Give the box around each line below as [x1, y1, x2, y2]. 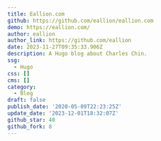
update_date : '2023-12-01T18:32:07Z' [7, 110, 119, 117]
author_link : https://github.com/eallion [7, 37, 132, 44]
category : [7, 83, 37, 90]
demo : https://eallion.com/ [7, 23, 91, 31]
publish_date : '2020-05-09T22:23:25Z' [7, 103, 122, 110]
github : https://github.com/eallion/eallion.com [7, 17, 154, 24]
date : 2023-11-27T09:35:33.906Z [7, 43, 103, 51]
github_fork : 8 [7, 122, 52, 130]
